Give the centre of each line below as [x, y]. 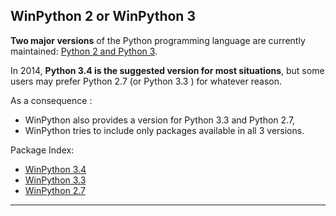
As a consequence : [51, 100]
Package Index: [42, 150]
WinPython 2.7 [55, 190]
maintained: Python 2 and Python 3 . [84, 51]
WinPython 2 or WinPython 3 [103, 16]
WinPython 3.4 [55, 169]
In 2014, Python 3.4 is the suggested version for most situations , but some [167, 70]
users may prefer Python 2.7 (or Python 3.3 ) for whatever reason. [146, 81]
